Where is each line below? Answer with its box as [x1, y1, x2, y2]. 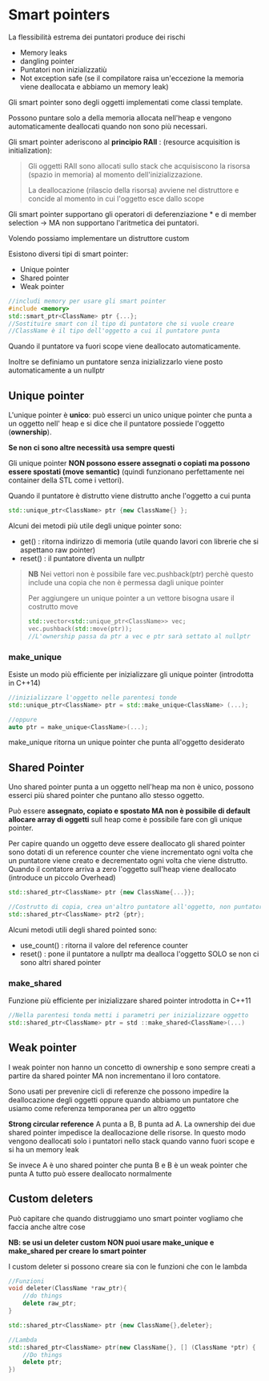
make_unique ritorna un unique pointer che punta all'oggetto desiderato [8, 737, 245, 748]
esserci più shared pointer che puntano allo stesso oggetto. [8, 791, 205, 800]
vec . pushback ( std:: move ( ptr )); [27, 625, 133, 633]
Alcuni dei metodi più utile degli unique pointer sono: [8, 521, 182, 531]
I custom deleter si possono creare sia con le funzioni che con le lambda [8, 1261, 247, 1271]
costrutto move [27, 602, 78, 611]
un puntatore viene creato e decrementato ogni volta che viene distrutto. [8, 856, 248, 866]
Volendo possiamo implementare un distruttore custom [8, 233, 190, 242]
